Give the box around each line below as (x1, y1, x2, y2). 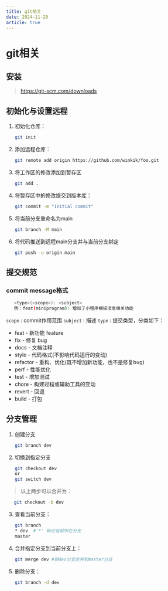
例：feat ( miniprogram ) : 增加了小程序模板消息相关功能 (13, 305, 133, 311)
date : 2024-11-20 (6, 14, 49, 20)
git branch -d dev (14, 579, 60, 585)
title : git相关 (6, 8, 42, 15)
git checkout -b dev (13, 500, 64, 505)
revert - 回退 (14, 388, 45, 395)
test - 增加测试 (14, 373, 50, 380)
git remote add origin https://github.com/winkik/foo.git (14, 158, 159, 164)
